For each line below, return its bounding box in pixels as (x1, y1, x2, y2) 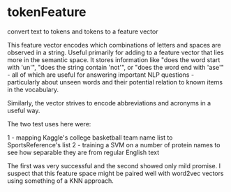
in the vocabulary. (7, 85, 59, 94)
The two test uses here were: (7, 119, 91, 128)
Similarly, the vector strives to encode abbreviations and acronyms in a (7, 98, 211, 107)
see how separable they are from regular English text (7, 148, 160, 156)
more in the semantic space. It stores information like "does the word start (7, 55, 221, 64)
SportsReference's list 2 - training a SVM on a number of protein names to (7, 140, 221, 149)
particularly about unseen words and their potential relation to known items (7, 77, 223, 86)
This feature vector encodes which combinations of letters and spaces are (7, 40, 221, 49)
